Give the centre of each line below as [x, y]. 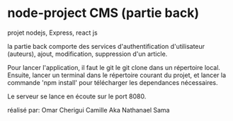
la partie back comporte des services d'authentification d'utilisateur [106, 46]
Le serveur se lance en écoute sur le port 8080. [77, 96]
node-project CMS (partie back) [103, 13]
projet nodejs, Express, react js [52, 33]
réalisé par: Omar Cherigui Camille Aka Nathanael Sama [89, 110]
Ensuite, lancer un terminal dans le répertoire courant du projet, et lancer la [117, 75]
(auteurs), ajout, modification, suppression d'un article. [87, 54]
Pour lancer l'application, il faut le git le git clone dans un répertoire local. [114, 67]
